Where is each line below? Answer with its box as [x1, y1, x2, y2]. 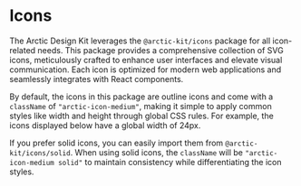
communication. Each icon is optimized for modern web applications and [9, 64, 282, 75]
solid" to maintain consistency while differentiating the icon [57, 156, 282, 167]
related [9, 44, 36, 55]
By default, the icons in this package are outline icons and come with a [9, 91, 274, 102]
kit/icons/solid [9, 148, 71, 158]
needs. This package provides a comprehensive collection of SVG [37, 44, 284, 55]
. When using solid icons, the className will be [70, 146, 243, 158]
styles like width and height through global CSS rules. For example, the [9, 110, 274, 121]
